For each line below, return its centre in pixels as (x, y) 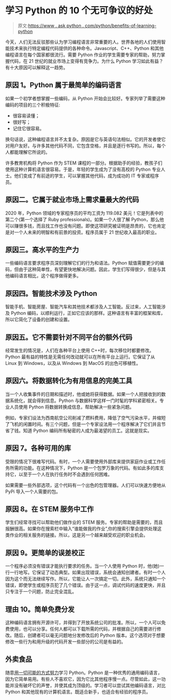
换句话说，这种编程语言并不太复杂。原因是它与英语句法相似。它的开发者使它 (85, 139)
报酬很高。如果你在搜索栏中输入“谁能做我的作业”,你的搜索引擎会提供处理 (81, 529)
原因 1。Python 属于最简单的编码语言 (64, 85)
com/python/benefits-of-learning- (121, 26)
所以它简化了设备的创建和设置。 (39, 319)
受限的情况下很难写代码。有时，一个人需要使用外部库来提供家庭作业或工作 (83, 461)
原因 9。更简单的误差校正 (45, 553)
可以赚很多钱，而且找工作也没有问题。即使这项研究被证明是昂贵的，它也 (81, 226)
